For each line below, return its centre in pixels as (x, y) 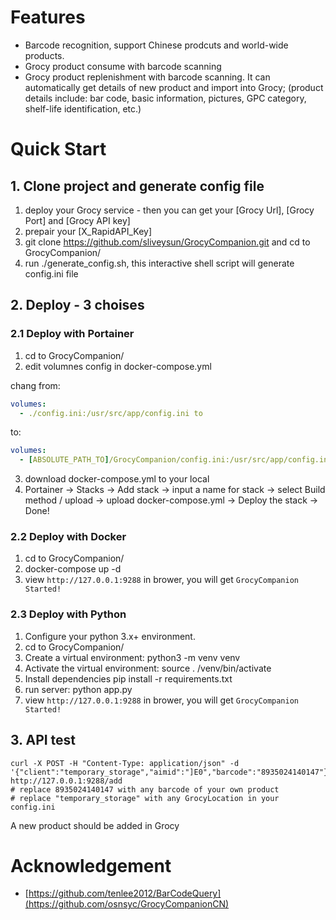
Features (48, 17)
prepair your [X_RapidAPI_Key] (88, 231)
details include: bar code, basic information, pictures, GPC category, (165, 98)
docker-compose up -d (73, 569)
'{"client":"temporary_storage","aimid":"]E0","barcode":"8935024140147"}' (171, 772)
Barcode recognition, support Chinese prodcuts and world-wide (156, 45)
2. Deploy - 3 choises (77, 305)
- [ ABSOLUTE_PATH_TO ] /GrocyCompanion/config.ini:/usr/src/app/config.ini (176, 460)
